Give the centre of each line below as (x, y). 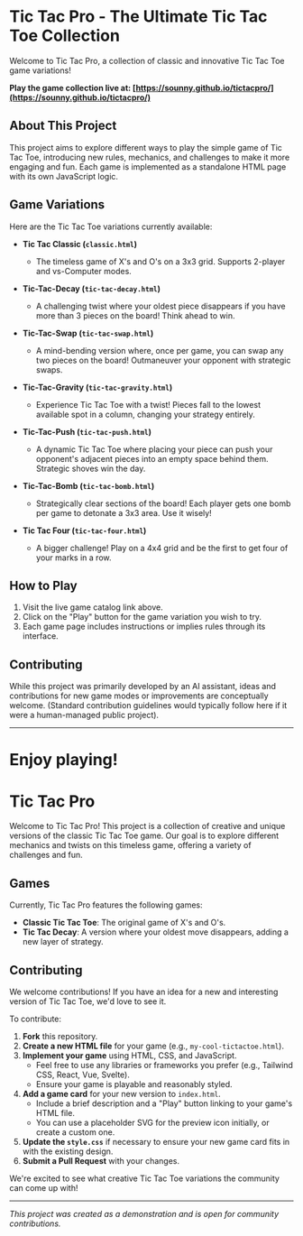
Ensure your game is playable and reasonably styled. (134, 1084)
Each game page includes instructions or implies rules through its (144, 627)
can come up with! (44, 1187)
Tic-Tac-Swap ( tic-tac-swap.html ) (88, 333)
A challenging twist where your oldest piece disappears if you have (161, 306)
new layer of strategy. (63, 942)
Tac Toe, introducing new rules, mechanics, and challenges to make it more (150, 157)
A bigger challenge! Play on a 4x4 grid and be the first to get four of (162, 548)
